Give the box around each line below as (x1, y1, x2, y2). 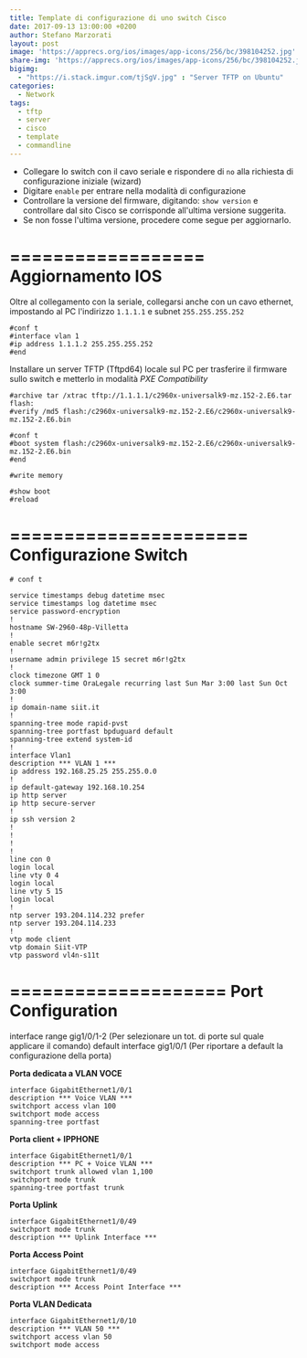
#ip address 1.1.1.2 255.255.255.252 (9, 339, 153, 348)
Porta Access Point (9, 1248, 84, 1259)
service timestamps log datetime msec (9, 599, 157, 608)
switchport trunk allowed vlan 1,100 (9, 1167, 153, 1176)
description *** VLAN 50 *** (9, 1324, 121, 1333)
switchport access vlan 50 (9, 1331, 112, 1342)
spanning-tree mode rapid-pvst (9, 718, 129, 727)
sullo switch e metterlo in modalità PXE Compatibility (9, 373, 208, 384)
